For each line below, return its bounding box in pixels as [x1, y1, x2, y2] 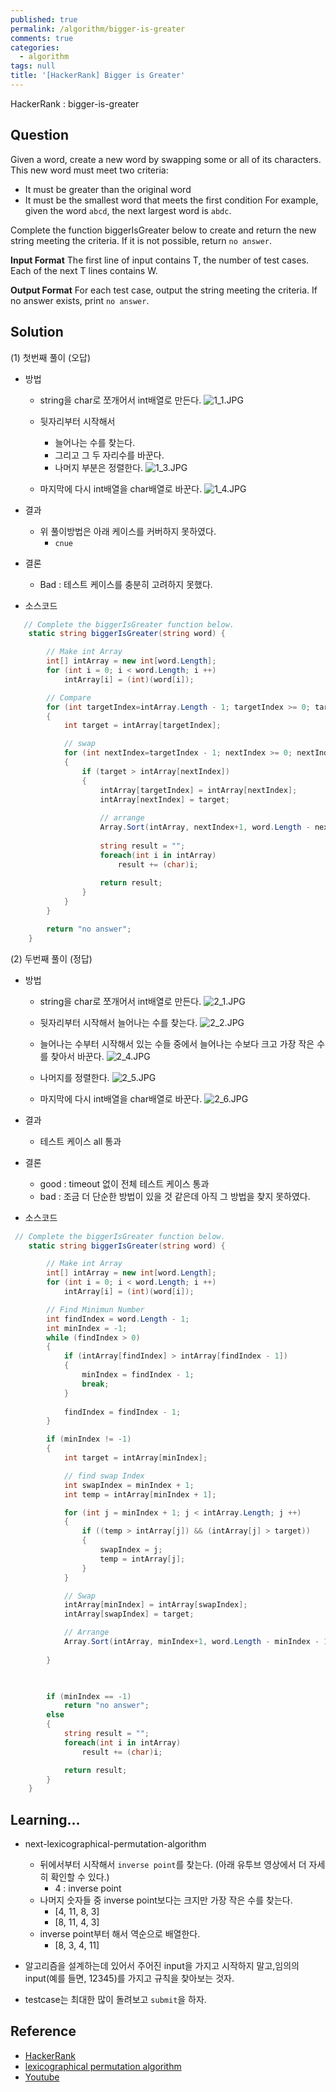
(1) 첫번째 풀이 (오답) [10, 351, 92, 363]
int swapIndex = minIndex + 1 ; [63, 1480, 195, 1490]
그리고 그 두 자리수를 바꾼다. [54, 449, 165, 461]
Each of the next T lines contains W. [10, 264, 158, 276]
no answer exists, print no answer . [10, 294, 150, 306]
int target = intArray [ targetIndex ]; [63, 721, 222, 731]
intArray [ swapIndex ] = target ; [63, 1609, 195, 1620]
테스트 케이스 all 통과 [39, 1135, 122, 1147]
